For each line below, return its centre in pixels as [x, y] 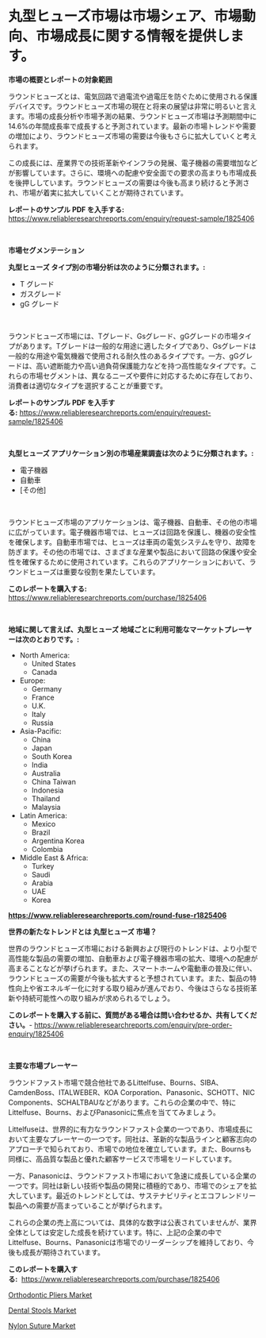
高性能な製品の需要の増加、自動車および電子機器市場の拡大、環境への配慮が [133, 958]
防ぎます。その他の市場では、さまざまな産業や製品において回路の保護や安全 [133, 552]
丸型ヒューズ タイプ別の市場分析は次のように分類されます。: [107, 267]
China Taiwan [54, 781]
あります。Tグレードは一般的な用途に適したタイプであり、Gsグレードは [139, 345]
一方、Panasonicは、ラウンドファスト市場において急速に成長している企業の [133, 1175]
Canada [44, 672]
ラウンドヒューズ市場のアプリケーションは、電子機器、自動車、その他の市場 [133, 522]
